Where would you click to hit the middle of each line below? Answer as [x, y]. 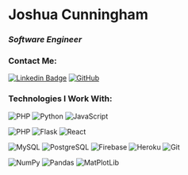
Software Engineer [45, 40]
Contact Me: [33, 61]
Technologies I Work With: [60, 99]
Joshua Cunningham [78, 15]
